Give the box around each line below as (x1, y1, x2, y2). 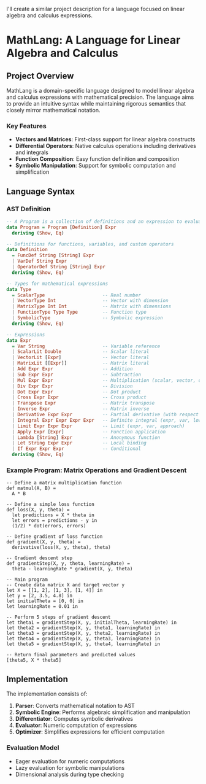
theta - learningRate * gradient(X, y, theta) (12, 566, 133, 572)
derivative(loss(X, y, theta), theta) (12, 545, 112, 551)
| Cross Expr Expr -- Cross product (12, 394, 147, 401)
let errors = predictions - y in (12, 518, 97, 524)
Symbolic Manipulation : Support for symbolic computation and (15, 162, 176, 169)
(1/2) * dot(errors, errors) (12, 523, 86, 529)
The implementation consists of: (6, 690, 88, 697)
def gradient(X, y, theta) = (6, 539, 81, 545)
